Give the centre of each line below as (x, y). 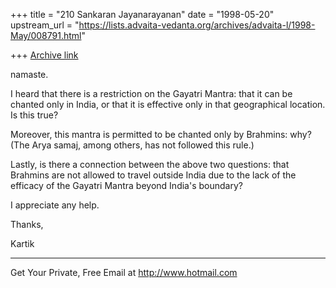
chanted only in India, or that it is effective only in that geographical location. (168, 104)
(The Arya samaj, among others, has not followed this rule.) (132, 145)
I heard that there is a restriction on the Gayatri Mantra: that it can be (151, 93)
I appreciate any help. (55, 205)
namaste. (29, 74)
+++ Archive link (44, 55)
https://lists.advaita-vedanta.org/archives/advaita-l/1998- (197, 25)
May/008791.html (46, 35)
